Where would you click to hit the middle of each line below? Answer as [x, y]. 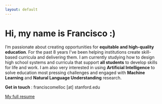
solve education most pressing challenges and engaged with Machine [75, 73]
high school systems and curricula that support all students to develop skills [81, 62]
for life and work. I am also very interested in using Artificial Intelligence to [80, 67]
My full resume [20, 96]
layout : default [21, 9]
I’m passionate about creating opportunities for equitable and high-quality [80, 47]
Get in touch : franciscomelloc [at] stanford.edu [53, 87]
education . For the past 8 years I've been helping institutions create [73, 52]
